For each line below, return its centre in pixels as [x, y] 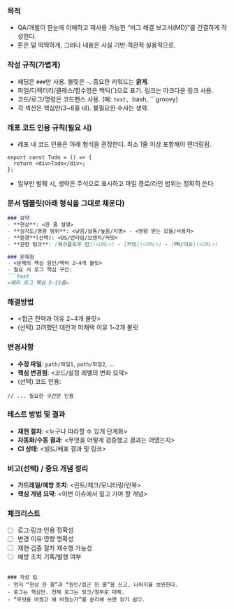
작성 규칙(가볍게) [34, 65]
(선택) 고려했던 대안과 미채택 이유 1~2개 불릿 [78, 327]
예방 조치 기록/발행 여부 [49, 557]
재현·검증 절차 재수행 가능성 [55, 547]
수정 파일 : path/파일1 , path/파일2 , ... [66, 364]
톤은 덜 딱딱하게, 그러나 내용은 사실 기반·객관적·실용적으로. [96, 45]
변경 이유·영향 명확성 [45, 539]
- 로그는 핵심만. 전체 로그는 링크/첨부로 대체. [66, 592]
